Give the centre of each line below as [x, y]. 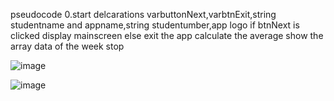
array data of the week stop [67, 46]
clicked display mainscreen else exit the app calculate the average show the [167, 35]
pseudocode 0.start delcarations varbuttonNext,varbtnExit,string [143, 14]
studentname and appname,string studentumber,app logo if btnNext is [155, 25]
